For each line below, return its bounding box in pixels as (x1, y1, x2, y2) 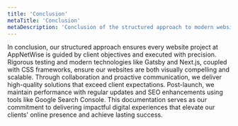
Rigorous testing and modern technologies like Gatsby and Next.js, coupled (7, 58, 227, 67)
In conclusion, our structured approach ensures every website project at (7, 43, 218, 52)
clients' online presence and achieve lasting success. (7, 110, 163, 119)
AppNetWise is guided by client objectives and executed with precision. (7, 50, 217, 59)
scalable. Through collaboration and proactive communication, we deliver (7, 73, 222, 81)
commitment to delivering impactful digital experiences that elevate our (7, 103, 215, 112)
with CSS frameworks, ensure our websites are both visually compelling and (7, 65, 230, 74)
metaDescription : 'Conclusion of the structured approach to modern (7, 23, 214, 30)
